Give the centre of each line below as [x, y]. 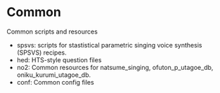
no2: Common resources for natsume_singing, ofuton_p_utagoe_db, [115, 67]
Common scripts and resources [52, 31]
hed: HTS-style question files [59, 59]
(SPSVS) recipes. [42, 52]
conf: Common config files [55, 82]
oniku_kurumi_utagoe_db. [54, 75]
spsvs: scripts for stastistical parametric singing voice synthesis [109, 45]
